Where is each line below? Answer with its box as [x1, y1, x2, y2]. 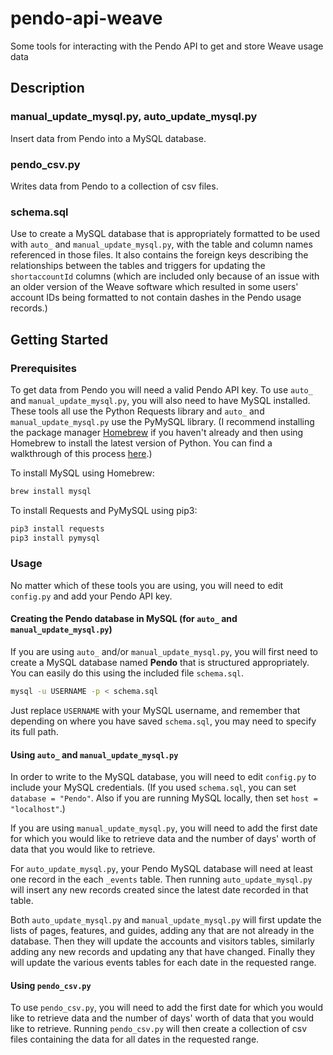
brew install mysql [10, 486, 92, 496]
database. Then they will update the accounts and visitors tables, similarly [10, 935, 315, 947]
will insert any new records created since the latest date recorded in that [10, 884, 309, 896]
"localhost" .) [10, 803, 66, 815]
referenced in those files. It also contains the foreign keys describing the [10, 249, 309, 261]
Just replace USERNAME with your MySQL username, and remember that [10, 704, 301, 716]
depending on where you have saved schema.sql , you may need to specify [10, 715, 317, 727]
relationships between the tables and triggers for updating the [10, 260, 266, 272]
